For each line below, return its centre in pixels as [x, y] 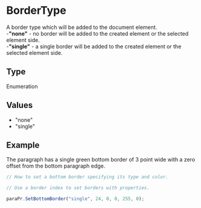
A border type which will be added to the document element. [82, 27]
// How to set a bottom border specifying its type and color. [88, 177]
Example [23, 145]
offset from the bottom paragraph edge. [56, 166]
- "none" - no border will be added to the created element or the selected [97, 33]
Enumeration [22, 86]
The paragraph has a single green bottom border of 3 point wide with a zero [101, 160]
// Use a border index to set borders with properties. [78, 188]
